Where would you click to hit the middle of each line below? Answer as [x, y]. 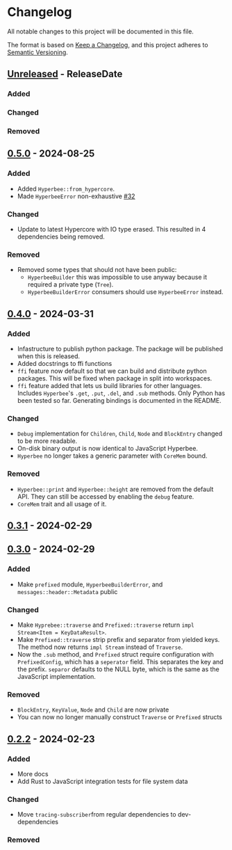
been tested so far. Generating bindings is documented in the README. [119, 401]
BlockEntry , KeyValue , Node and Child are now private [93, 709]
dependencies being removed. [61, 236]
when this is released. [49, 356]
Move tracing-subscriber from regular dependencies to [97, 815]
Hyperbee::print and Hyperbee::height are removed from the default [115, 489]
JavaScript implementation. [56, 677]
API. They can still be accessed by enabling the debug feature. [106, 496]
